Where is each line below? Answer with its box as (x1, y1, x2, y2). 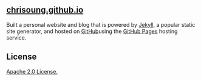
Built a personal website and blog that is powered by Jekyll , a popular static (6, 21, 196, 28)
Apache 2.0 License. (6, 68, 58, 75)
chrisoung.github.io (6, 5, 84, 15)
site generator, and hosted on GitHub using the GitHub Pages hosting (6, 27, 178, 35)
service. (6, 33, 27, 41)
